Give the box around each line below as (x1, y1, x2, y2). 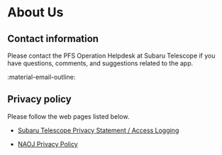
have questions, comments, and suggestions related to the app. (7, 59, 194, 68)
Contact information (7, 33, 99, 45)
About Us (7, 4, 64, 21)
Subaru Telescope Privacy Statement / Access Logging (17, 126, 179, 134)
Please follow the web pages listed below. (7, 112, 130, 121)
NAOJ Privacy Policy (17, 139, 78, 148)
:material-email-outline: (7, 73, 76, 81)
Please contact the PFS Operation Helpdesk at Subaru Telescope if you (7, 51, 216, 60)
